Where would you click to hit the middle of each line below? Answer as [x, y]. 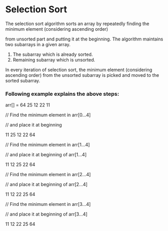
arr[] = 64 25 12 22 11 [28, 105]
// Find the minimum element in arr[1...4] [48, 145]
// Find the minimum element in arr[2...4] [48, 175]
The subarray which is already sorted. [53, 54]
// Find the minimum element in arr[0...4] [48, 115]
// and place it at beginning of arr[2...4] [47, 184]
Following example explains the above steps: [62, 94]
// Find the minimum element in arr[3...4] [48, 204]
